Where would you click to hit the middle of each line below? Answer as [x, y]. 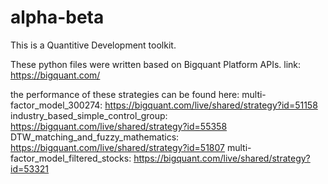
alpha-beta [57, 17]
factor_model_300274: [56, 105]
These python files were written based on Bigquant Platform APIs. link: [156, 64]
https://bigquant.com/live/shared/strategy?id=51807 [117, 147]
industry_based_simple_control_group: [89, 115]
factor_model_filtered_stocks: [71, 158]
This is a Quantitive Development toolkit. [93, 45]
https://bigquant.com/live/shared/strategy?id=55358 [119, 126]
